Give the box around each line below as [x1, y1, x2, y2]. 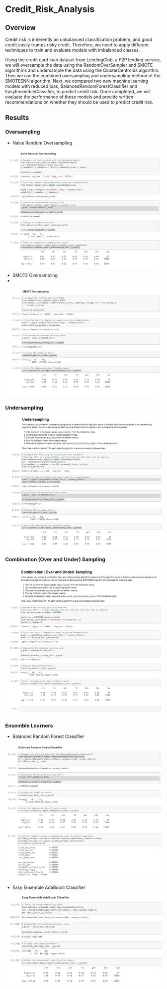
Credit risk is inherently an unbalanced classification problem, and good [5, 36, 153, 42]
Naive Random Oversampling [12, 140, 72, 145]
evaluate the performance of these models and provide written [5, 94, 134, 100]
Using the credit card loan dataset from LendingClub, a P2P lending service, [5, 57, 161, 63]
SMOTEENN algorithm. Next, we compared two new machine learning [5, 78, 148, 84]
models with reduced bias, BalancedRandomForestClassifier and [5, 83, 138, 89]
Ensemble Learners [5, 722, 53, 729]
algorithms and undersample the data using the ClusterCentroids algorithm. [5, 67, 160, 73]
